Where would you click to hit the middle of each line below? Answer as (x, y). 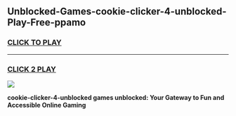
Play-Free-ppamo (47, 23)
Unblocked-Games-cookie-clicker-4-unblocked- (117, 12)
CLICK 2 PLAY (32, 69)
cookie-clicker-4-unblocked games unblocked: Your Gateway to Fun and (116, 97)
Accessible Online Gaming (47, 105)
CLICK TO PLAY (34, 43)
